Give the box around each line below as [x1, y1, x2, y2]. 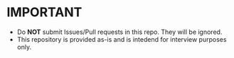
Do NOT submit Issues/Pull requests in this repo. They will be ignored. [16, 28, 223, 36]
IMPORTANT [6, 4, 83, 21]
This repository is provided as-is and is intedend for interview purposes [16, 35, 227, 43]
